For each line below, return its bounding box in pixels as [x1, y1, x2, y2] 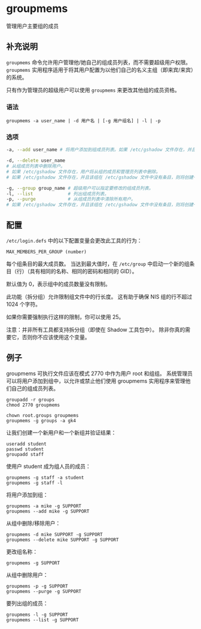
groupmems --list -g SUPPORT [6, 616, 79, 623]
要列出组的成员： [6, 600, 48, 607]
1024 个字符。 [6, 301, 41, 308]
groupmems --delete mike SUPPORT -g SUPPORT [6, 537, 119, 543]
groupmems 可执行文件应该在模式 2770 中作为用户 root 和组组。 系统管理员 [6, 370, 193, 377]
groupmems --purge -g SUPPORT [6, 588, 82, 594]
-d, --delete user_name [6, 158, 66, 164]
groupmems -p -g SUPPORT [6, 583, 68, 589]
